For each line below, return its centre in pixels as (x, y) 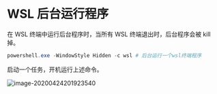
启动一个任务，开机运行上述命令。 (55, 69)
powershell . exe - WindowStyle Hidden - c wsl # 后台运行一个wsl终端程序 (104, 55)
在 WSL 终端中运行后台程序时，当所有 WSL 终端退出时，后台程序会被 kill (109, 34)
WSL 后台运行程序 (58, 14)
